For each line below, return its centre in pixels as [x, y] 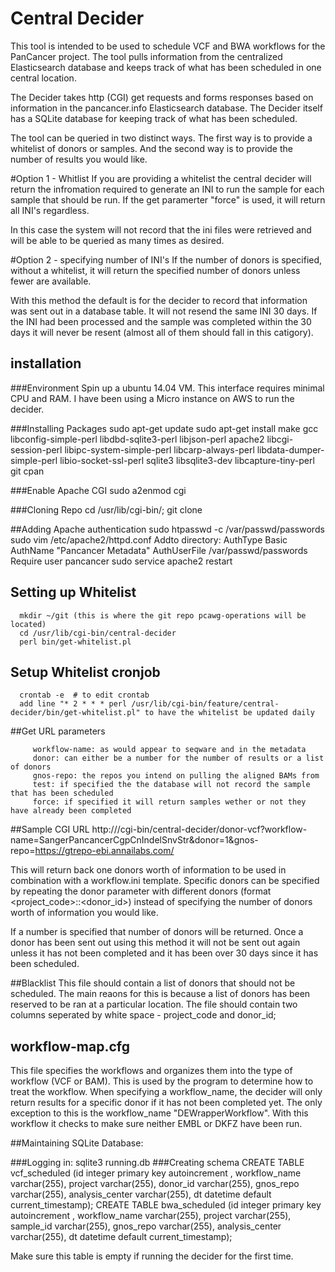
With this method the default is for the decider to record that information [159, 300]
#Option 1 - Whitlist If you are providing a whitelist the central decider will [161, 178]
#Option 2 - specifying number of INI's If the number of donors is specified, [166, 259]
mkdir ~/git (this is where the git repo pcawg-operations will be [163, 615]
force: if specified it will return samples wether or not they [169, 802]
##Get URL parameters [58, 731]
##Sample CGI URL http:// [64, 829]
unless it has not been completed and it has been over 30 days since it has [164, 953]
